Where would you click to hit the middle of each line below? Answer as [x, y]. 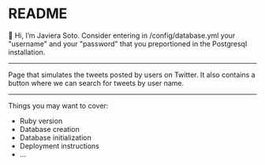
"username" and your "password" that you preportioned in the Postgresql [128, 43]
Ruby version [41, 121]
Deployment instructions [60, 145]
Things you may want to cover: [58, 105]
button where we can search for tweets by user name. [96, 82]
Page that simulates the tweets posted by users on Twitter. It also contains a [132, 75]
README [38, 14]
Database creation [50, 129]
